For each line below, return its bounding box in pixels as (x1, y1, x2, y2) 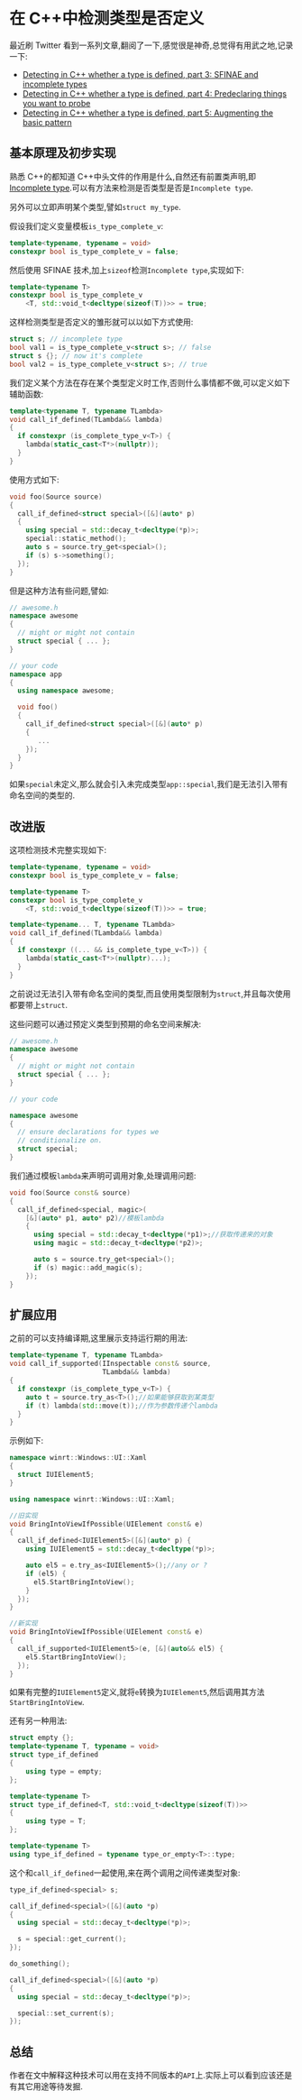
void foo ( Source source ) (9, 492, 103, 501)
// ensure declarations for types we (17, 1128, 160, 1137)
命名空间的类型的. (9, 790, 76, 801)
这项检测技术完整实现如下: (9, 845, 107, 856)
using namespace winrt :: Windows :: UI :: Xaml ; (9, 1494, 176, 1504)
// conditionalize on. (17, 1136, 103, 1145)
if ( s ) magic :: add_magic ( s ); (32, 1263, 143, 1272)
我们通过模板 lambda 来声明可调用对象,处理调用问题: (9, 1169, 197, 1181)
